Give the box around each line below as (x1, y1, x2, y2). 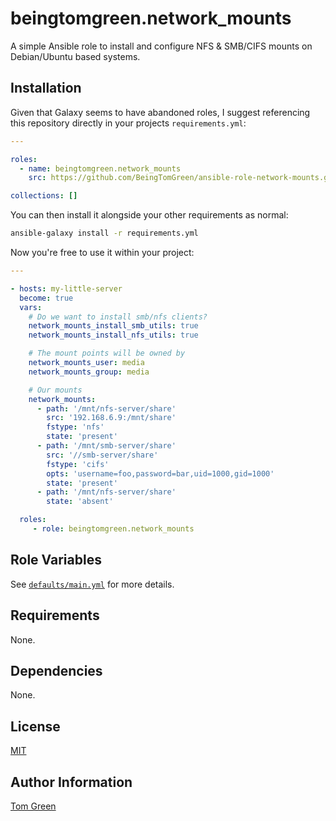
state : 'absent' (46, 497, 114, 507)
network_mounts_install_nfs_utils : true (28, 330, 199, 341)
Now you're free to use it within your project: (10, 247, 195, 258)
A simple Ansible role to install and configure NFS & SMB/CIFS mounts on (10, 40, 313, 52)
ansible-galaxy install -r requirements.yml (10, 228, 199, 239)
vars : (19, 302, 43, 312)
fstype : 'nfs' (46, 422, 105, 432)
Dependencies (10, 662, 103, 679)
